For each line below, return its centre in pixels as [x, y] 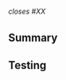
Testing [27, 65]
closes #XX [27, 11]
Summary [33, 38]
